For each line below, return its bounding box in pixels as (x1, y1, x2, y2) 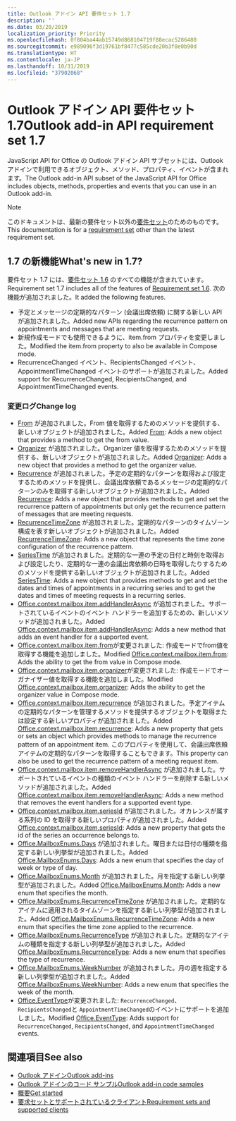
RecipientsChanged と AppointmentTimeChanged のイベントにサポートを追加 (17, 1005, 229, 1013)
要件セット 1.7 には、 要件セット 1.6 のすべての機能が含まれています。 (7, 276, 208, 284)
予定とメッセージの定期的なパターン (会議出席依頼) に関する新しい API (17, 308, 223, 317)
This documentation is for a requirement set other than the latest (7, 226, 195, 234)
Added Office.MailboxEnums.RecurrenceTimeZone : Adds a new (30, 914, 215, 923)
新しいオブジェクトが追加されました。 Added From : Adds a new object (17, 427, 223, 436)
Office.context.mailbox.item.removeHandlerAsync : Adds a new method (17, 790, 224, 799)
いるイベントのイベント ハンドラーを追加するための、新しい (42, 608, 217, 617)
